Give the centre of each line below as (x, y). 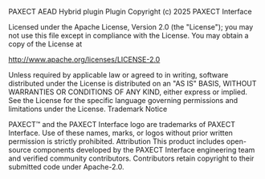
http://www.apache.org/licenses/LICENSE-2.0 (84, 60)
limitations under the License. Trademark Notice (88, 109)
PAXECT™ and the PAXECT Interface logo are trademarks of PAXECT (122, 124)
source (20, 150)
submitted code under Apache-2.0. (66, 167)
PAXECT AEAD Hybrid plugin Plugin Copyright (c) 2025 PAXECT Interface (130, 12)
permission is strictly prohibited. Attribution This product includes (116, 141)
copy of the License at (45, 44)
